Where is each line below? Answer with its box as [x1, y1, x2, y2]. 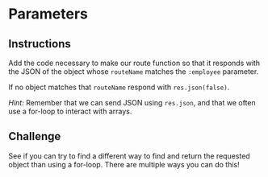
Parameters [8, 5, 89, 23]
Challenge [8, 130, 61, 143]
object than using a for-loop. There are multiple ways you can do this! [8, 159, 240, 169]
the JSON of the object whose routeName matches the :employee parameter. [8, 67, 259, 76]
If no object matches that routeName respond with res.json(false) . [8, 82, 230, 92]
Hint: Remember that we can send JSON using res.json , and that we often [8, 98, 256, 107]
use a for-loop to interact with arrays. [8, 106, 132, 116]
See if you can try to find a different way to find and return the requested [8, 150, 250, 161]
